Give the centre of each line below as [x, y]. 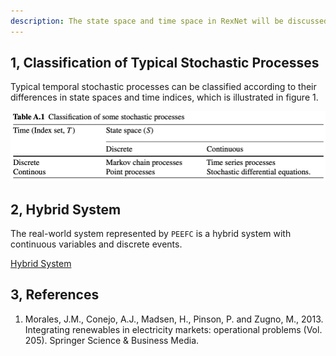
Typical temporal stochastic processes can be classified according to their [163, 87]
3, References [55, 295]
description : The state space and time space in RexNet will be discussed [169, 21]
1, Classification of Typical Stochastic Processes [165, 63]
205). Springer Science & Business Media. [112, 340]
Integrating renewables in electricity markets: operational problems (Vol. [173, 329]
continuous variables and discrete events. [96, 244]
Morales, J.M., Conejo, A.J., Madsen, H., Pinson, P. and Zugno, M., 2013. [174, 319]
